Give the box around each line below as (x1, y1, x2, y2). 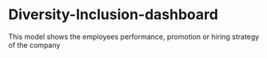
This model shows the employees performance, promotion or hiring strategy (8, 32, 260, 41)
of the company (8, 40, 61, 49)
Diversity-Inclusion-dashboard (8, 6, 218, 24)
